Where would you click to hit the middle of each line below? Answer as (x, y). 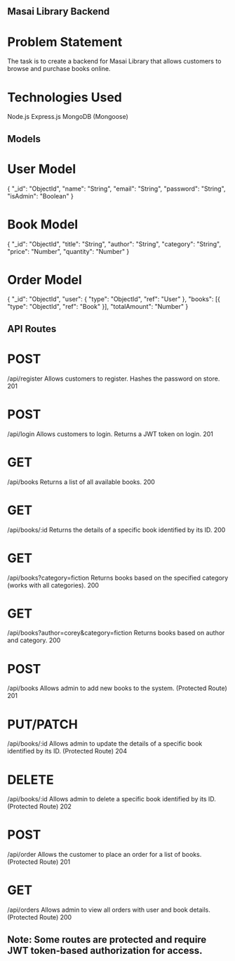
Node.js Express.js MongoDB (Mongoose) (68, 117)
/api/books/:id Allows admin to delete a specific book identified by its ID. (112, 799)
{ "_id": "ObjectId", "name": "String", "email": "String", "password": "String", (116, 189)
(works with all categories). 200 (53, 585)
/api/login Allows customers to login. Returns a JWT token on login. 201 (110, 434)
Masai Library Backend (59, 12)
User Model (42, 169)
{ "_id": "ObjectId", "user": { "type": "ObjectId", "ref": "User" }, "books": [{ (114, 299)
